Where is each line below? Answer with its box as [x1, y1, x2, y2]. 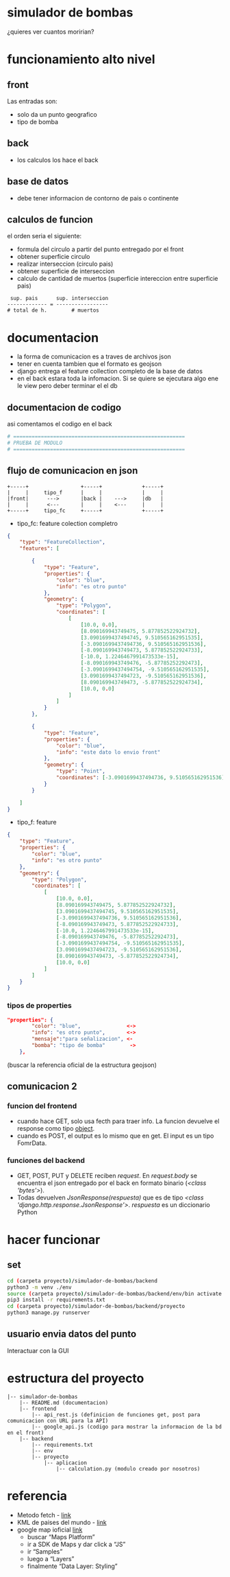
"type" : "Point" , [55, 768, 106, 775]
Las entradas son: [7, 97, 58, 105]
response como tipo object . [16, 1124, 95, 1132]
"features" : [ [19, 545, 60, 552]
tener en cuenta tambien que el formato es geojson [16, 360, 162, 368]
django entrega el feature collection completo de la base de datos [16, 367, 203, 376]
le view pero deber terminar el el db [16, 382, 118, 390]
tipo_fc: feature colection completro [16, 519, 118, 527]
